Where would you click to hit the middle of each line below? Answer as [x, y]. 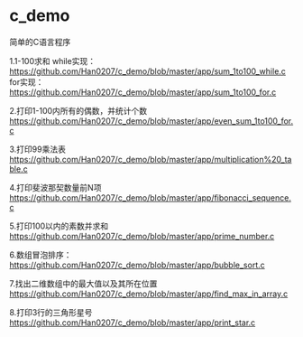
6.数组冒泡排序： [41, 255]
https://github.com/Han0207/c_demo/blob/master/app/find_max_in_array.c [149, 294]
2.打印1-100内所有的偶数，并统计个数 [78, 110]
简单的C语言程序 [40, 42]
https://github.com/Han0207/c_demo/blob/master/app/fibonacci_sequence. [150, 197]
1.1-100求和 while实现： [53, 61]
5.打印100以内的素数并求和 [59, 226]
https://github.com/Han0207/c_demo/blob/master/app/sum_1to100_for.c [143, 92]
